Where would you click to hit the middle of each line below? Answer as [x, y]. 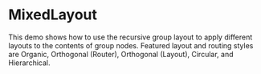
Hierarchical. [29, 63]
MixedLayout [53, 15]
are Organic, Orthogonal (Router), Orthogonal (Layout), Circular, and [121, 54]
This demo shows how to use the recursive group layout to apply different [130, 37]
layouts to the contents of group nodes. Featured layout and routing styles [131, 45]
